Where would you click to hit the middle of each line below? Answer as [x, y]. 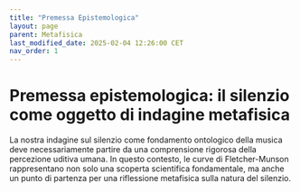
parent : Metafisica [46, 34]
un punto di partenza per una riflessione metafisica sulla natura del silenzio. [150, 178]
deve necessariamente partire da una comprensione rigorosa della [133, 150]
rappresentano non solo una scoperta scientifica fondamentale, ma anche [147, 169]
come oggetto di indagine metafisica [150, 115]
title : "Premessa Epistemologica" [75, 18]
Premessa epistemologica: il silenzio [150, 96]
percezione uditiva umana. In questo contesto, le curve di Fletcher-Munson [149, 160]
